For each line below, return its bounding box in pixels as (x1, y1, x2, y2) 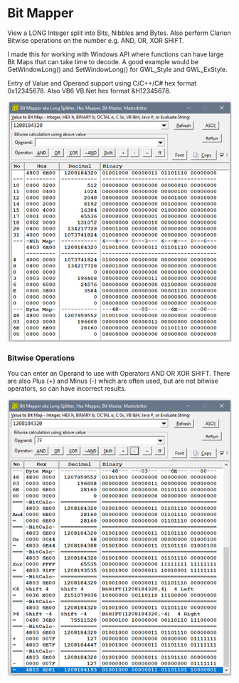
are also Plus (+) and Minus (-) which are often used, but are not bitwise (7, 376, 218, 386)
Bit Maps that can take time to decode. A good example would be (7, 57, 199, 66)
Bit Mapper (7, 5, 74, 21)
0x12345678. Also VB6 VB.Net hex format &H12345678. (7, 86, 171, 95)
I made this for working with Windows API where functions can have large (7, 50, 224, 58)
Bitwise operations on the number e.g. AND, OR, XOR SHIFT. (7, 36, 185, 44)
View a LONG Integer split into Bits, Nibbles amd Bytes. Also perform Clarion (7, 29, 231, 37)
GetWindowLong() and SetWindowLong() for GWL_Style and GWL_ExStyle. (7, 65, 228, 73)
